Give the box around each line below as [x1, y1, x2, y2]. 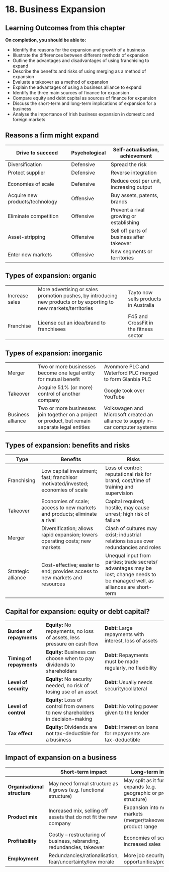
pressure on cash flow [46, 640, 99, 647]
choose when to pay [46, 655, 94, 662]
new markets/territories [37, 304, 94, 311]
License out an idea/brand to [37, 319, 106, 326]
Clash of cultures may [105, 525, 157, 532]
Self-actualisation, [113, 146, 159, 153]
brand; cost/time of [105, 477, 151, 484]
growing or [110, 212, 137, 220]
